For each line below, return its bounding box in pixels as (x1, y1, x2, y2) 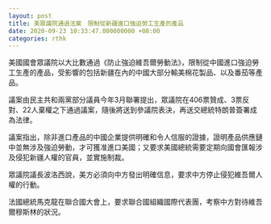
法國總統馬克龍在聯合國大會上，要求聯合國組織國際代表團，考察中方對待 (8, 197, 248, 207)
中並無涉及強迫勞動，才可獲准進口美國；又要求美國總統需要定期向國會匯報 (8, 142, 256, 152)
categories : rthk (8, 34, 67, 43)
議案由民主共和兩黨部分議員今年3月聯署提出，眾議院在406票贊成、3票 (8, 95, 243, 105)
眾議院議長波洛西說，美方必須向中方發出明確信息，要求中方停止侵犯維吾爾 (8, 170, 256, 180)
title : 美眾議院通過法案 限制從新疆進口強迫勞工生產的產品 (8, 19, 184, 27)
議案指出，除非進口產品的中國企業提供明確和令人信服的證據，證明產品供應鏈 (8, 133, 263, 142)
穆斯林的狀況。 (15, 207, 65, 217)
